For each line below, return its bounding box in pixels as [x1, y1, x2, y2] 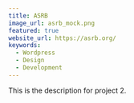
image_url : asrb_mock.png [8, 19, 95, 27]
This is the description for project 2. [8, 85, 127, 95]
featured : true [8, 26, 59, 34]
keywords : [8, 42, 42, 50]
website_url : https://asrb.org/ [8, 34, 116, 42]
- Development [15, 64, 63, 72]
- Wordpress [15, 49, 56, 57]
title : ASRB [8, 11, 48, 20]
